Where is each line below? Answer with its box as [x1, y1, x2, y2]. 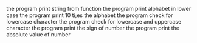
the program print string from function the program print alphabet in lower [6, 5, 192, 12]
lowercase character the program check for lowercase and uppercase [6, 18, 182, 25]
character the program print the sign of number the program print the [6, 24, 179, 31]
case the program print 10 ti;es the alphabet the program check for [6, 12, 173, 19]
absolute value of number [6, 31, 71, 38]
